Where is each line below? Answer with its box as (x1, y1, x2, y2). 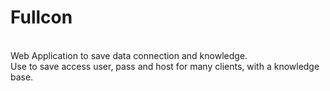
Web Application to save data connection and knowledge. (10, 49, 248, 61)
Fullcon (10, 6, 73, 29)
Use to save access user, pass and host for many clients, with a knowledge (10, 60, 320, 72)
